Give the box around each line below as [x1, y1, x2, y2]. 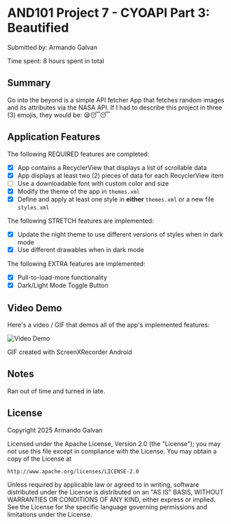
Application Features [7, 131, 101, 143]
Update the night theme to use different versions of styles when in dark [17, 230, 223, 238]
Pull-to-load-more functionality [17, 273, 107, 282]
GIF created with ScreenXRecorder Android [7, 348, 132, 356]
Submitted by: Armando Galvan [7, 43, 98, 51]
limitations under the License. [7, 510, 92, 518]
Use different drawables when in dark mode [17, 245, 145, 254]
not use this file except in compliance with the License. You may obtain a [7, 447, 217, 455]
